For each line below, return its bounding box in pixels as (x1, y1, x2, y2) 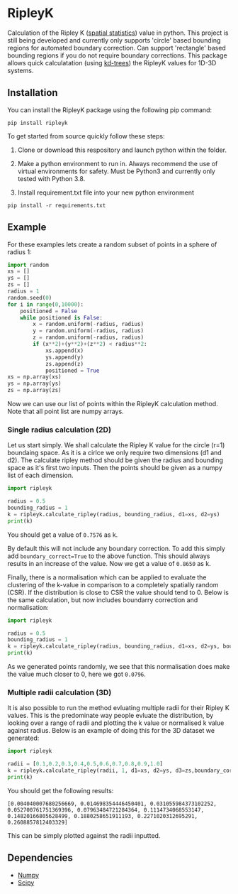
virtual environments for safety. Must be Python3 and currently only (17, 167, 216, 175)
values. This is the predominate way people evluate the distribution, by (7, 712, 214, 720)
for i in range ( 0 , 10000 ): (7, 300, 84, 308)
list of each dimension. (7, 471, 74, 480)
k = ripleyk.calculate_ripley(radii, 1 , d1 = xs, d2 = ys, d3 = (7, 767, 186, 775)
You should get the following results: (7, 786, 114, 795)
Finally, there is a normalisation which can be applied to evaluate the (7, 573, 207, 582)
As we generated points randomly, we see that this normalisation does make (7, 663, 230, 671)
